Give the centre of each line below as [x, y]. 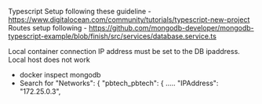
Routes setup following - [48, 28]
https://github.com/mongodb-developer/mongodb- [171, 28]
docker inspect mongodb [60, 75]
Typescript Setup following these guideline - [80, 11]
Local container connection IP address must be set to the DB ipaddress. [124, 51]
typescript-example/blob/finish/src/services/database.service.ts [113, 36]
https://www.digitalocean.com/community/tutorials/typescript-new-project [129, 20]
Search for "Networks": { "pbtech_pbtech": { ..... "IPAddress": [119, 83]
